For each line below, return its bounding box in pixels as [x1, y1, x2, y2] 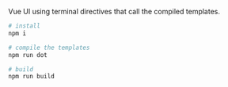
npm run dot [8, 51, 47, 59]
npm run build [8, 73, 55, 81]
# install [8, 22, 41, 30]
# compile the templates [8, 43, 90, 51]
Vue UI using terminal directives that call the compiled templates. [8, 7, 220, 16]
